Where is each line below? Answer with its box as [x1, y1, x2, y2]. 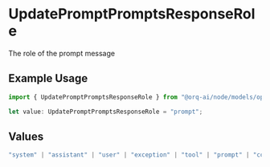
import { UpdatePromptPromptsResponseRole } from [8, 93, 178, 101]
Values [8, 129, 44, 143]
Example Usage [8, 71, 88, 85]
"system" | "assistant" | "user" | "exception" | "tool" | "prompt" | [8, 151, 250, 159]
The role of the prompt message [8, 48, 115, 58]
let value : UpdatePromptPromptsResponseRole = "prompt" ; [8, 108, 203, 116]
